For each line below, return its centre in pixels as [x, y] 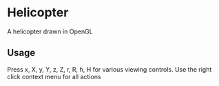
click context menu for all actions [54, 76]
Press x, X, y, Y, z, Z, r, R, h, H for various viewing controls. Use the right [109, 69]
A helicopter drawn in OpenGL [50, 31]
